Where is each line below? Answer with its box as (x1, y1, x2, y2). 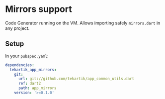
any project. (5, 25, 30, 31)
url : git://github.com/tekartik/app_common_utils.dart (18, 76, 135, 82)
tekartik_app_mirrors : (9, 67, 57, 72)
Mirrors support (5, 3, 72, 15)
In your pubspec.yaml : (5, 53, 49, 59)
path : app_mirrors (18, 86, 57, 91)
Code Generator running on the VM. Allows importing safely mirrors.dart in (5, 20, 161, 26)
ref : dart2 (18, 81, 41, 86)
